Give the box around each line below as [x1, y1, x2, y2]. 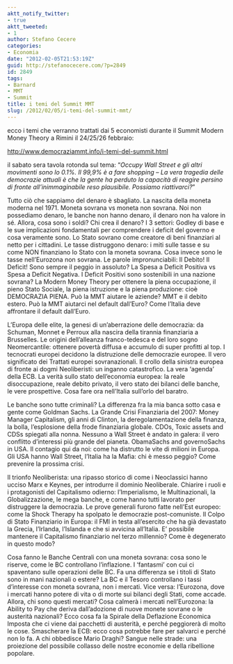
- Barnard [7, 81, 36, 88]
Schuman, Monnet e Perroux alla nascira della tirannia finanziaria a [7, 327, 199, 336]
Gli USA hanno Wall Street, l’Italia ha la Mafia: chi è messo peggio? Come [7, 452, 216, 460]
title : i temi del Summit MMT [7, 101, 95, 108]
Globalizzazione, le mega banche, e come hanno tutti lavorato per [7, 495, 196, 503]
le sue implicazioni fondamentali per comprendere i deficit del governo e [7, 225, 216, 234]
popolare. [7, 649, 35, 657]
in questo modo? [7, 540, 56, 548]
